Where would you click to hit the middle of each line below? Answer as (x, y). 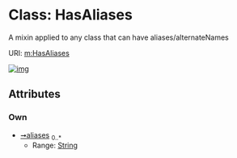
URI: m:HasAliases (39, 53)
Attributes (34, 94)
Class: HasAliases (71, 15)
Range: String (55, 145)
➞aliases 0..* (41, 136)
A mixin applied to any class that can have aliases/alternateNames (118, 37)
